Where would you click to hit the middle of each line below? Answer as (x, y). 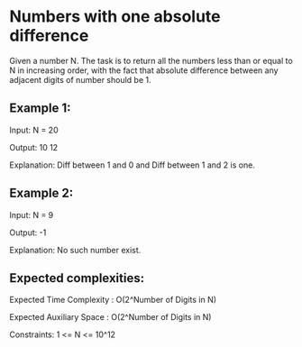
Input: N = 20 (34, 130)
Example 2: (41, 193)
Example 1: (40, 109)
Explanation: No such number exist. (75, 250)
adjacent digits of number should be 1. (80, 79)
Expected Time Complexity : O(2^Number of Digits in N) (113, 300)
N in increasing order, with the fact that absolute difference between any (144, 70)
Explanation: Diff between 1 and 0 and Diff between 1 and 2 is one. (132, 165)
